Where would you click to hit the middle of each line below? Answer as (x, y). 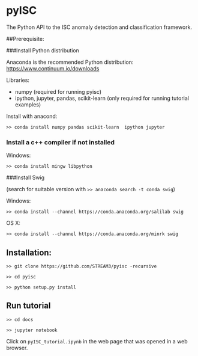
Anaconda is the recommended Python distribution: (70, 62)
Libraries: (18, 80)
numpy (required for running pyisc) (58, 91)
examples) (28, 104)
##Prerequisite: (25, 38)
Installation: (29, 252)
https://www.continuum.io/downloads (53, 68)
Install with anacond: (32, 116)
